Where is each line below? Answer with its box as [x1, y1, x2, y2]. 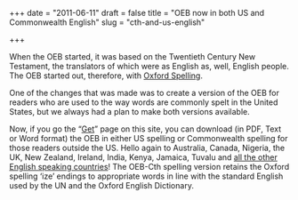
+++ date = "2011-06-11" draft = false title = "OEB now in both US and [9, 8, 265, 18]
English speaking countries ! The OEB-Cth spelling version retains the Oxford [9, 162, 290, 172]
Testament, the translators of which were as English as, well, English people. [9, 61, 289, 71]
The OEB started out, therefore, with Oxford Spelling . [9, 70, 203, 81]
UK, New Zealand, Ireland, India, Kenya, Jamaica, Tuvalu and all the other [9, 152, 278, 163]
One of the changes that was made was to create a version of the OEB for [9, 88, 280, 98]
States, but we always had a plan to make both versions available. [9, 107, 251, 116]
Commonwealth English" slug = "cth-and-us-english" [9, 17, 205, 28]
